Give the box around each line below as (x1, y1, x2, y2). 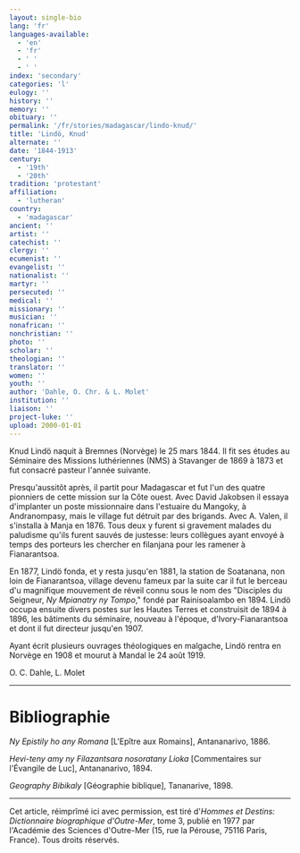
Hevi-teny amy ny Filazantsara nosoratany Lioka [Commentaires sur (9, 754, 262, 764)
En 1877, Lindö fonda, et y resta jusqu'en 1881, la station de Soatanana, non (9, 566, 286, 576)
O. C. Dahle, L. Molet (9, 667, 86, 678)
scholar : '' (9, 345, 54, 354)
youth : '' (9, 380, 46, 388)
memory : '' (9, 105, 50, 114)
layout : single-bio (9, 13, 82, 22)
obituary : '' (9, 113, 58, 122)
